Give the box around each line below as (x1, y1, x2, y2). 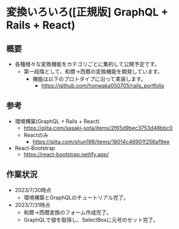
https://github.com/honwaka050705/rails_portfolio (41, 82, 165, 89)
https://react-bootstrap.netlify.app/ (23, 150, 109, 158)
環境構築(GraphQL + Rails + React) (14, 117, 100, 125)
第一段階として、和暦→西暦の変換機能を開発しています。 (23, 68, 163, 75)
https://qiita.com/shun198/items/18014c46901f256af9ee (32, 138, 170, 145)
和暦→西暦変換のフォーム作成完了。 (23, 209, 112, 216)
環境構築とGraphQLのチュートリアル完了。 (23, 194, 129, 201)
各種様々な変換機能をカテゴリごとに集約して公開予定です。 (14, 61, 160, 67)
